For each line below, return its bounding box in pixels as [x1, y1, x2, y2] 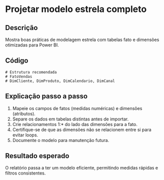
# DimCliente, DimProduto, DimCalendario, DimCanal [5, 78, 115, 83]
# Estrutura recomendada [5, 69, 57, 74]
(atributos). [12, 110, 36, 116]
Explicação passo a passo [5, 92, 88, 100]
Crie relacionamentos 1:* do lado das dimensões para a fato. [12, 121, 137, 127]
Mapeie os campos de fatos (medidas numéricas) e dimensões [12, 105, 142, 111]
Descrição [5, 23, 38, 32]
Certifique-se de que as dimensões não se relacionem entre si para [12, 126, 151, 132]
